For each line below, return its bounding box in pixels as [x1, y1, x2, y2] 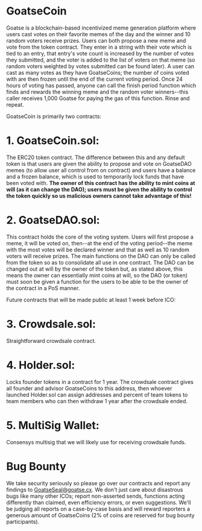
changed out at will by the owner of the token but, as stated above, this [6, 265, 183, 272]
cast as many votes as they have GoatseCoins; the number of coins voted [6, 69, 189, 76]
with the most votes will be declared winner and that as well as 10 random [6, 246, 190, 253]
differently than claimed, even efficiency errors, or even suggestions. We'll [6, 498, 191, 506]
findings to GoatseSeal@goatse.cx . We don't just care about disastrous [6, 486, 183, 493]
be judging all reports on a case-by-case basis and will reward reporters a [6, 505, 191, 512]
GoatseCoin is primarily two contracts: [6, 113, 101, 120]
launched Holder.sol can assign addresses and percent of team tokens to [6, 391, 188, 398]
